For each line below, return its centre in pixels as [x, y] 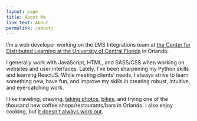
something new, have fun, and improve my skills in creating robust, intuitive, [98, 81]
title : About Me [26, 17]
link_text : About [27, 22]
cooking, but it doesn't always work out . [55, 112]
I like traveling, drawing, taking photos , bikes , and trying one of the [87, 99]
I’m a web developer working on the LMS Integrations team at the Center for [98, 45]
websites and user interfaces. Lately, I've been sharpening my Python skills [98, 69]
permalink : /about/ [30, 28]
